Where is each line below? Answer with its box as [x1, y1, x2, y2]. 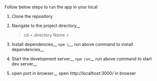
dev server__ [11, 61, 37, 67]
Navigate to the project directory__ [11, 23, 80, 28]
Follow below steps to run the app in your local [4, 4, 98, 10]
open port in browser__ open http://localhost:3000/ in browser [11, 70, 136, 76]
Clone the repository [11, 13, 53, 19]
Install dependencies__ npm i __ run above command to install [11, 41, 134, 47]
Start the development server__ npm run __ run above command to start [11, 56, 152, 62]
